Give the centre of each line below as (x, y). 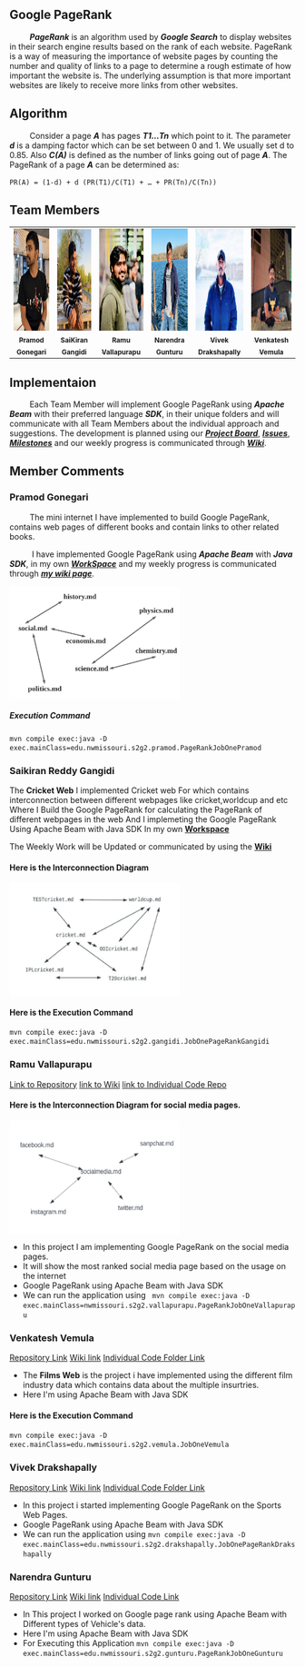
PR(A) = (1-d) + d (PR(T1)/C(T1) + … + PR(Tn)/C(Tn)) (113, 182)
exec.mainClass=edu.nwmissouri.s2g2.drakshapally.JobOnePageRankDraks (159, 1544)
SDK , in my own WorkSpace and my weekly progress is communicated (143, 563)
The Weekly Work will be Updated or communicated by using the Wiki (141, 847)
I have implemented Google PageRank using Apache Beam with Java (162, 554)
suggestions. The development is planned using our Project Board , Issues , (150, 433)
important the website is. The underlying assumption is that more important (150, 75)
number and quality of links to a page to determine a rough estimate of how (151, 65)
